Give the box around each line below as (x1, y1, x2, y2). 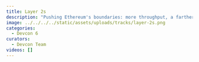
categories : (6, 25, 36, 31)
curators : (6, 36, 31, 42)
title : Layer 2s (6, 8, 46, 15)
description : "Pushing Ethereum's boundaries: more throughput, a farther (6, 14, 195, 20)
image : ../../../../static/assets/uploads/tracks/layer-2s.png (6, 19, 166, 25)
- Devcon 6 (11, 31, 38, 37)
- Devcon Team (11, 42, 46, 48)
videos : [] (6, 47, 33, 53)
